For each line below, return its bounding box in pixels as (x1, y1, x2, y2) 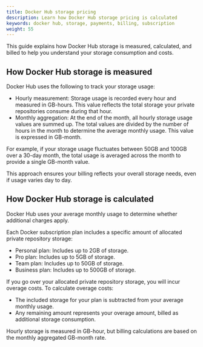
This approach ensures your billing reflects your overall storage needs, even (6, 170, 197, 177)
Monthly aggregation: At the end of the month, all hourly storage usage (15, 114, 193, 122)
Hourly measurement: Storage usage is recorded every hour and (15, 95, 177, 102)
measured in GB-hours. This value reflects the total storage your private (15, 101, 195, 108)
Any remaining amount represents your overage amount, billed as (15, 309, 179, 317)
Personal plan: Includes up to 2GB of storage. (15, 247, 129, 254)
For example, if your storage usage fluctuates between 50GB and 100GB (6, 145, 187, 153)
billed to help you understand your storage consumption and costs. (6, 49, 174, 57)
